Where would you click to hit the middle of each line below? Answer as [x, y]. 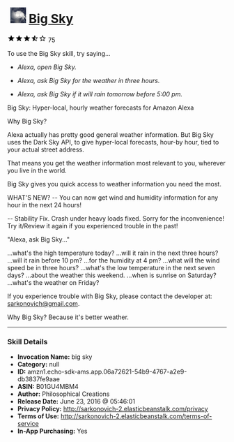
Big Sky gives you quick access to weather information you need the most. [114, 184]
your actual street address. [46, 149]
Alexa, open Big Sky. [47, 67]
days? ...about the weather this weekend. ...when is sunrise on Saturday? [112, 275]
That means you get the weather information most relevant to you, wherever [117, 163]
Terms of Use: [38, 416]
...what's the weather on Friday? [53, 282]
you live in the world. [37, 170]
